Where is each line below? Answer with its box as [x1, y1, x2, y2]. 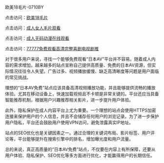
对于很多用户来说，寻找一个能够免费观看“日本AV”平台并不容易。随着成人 [5, 56, 151, 62]
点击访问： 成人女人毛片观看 [5, 25, 61, 31]
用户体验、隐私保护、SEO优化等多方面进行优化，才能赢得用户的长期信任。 [5, 153, 155, 158]
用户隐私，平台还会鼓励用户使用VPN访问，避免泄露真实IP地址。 [5, 120, 133, 125]
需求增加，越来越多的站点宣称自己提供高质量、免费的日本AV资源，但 [13, 62, 152, 68]
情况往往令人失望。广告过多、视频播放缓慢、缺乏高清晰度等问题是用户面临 [9, 68, 159, 74]
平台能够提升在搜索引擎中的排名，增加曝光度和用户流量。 [18, 136, 133, 142]
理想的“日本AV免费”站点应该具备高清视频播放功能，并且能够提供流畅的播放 [5, 85, 156, 90]
